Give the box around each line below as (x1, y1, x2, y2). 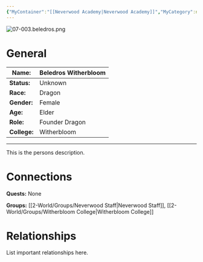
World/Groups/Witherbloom (6, 208, 76, 215)
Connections (6, 170, 72, 184)
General (6, 46, 47, 60)
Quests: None (6, 190, 42, 197)
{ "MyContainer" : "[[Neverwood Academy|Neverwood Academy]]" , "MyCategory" (6, 8, 193, 15)
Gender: (9, 98, 33, 106)
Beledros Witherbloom (39, 68, 106, 77)
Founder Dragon (39, 118, 86, 126)
